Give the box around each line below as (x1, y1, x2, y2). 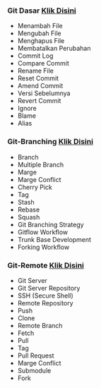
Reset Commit (17, 74, 59, 83)
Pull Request (17, 351, 54, 360)
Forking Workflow (17, 243, 70, 251)
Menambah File (17, 22, 63, 30)
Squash (17, 212, 40, 221)
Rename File (17, 66, 54, 75)
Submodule (17, 366, 52, 375)
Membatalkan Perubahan (17, 44, 91, 53)
